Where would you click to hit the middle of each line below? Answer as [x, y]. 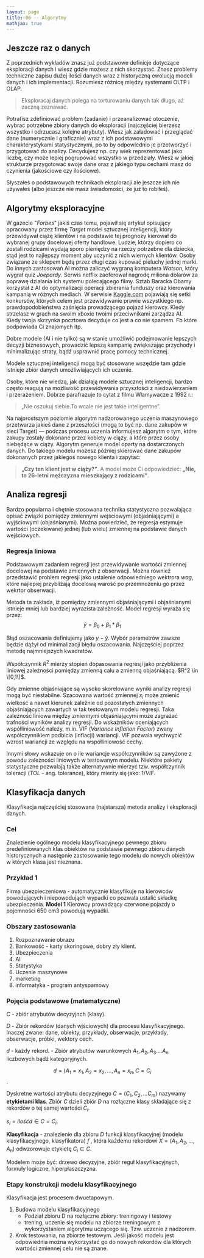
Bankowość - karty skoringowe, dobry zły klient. [76, 946]
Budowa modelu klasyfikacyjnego [58, 1210]
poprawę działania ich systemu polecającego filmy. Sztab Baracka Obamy [99, 281]
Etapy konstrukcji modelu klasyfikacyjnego [72, 1184]
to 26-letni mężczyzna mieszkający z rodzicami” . [85, 475]
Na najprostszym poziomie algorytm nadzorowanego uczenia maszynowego [102, 418]
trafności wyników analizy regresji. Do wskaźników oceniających [87, 722]
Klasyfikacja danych [46, 792]
